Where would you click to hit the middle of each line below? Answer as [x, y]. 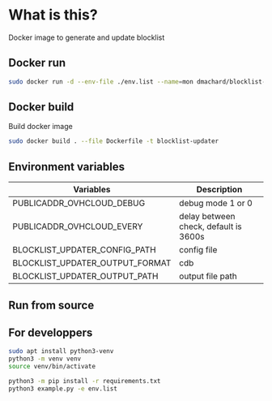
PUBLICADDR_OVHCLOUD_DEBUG [79, 203]
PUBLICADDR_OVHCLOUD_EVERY [78, 226]
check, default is [211, 226]
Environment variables [67, 167]
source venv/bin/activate [52, 367]
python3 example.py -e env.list [63, 388]
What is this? [53, 15]
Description [219, 190]
